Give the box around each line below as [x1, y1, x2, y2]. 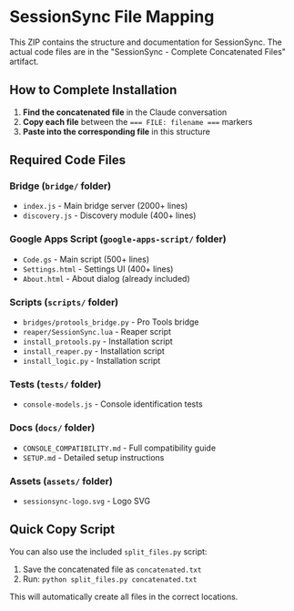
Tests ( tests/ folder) [9, 378, 102, 390]
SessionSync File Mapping [9, 6, 215, 27]
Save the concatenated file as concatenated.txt [22, 564, 202, 575]
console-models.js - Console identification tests [22, 399, 203, 409]
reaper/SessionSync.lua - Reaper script [22, 326, 171, 337]
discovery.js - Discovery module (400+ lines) [22, 210, 197, 221]
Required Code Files [9, 152, 126, 168]
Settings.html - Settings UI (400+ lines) [22, 263, 174, 274]
